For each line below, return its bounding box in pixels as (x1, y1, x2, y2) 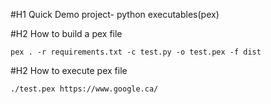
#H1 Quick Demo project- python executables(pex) (10, 9, 220, 20)
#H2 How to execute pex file (10, 65, 128, 76)
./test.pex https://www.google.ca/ (10, 84, 159, 94)
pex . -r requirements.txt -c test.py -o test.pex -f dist (10, 47, 262, 57)
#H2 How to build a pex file (10, 28, 123, 39)
